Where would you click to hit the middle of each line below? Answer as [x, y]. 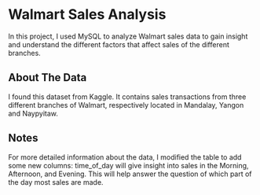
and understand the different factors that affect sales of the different [119, 44]
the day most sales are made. [56, 182]
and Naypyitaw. [33, 113]
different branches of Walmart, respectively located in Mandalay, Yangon [126, 105]
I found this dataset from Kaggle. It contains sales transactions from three [127, 97]
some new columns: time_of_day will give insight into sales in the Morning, [128, 165]
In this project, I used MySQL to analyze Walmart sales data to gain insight [128, 36]
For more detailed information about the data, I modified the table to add [125, 157]
